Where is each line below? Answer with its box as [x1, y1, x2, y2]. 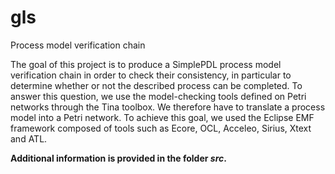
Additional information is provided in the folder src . [10, 152, 227, 164]
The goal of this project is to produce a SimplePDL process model [10, 58, 282, 70]
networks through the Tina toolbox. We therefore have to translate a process [10, 101, 326, 113]
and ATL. [10, 132, 48, 145]
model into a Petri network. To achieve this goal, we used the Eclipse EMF [10, 111, 315, 123]
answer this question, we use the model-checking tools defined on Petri [10, 90, 307, 102]
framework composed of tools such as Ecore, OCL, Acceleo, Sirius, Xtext [10, 122, 312, 134]
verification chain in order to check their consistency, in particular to [10, 69, 292, 81]
